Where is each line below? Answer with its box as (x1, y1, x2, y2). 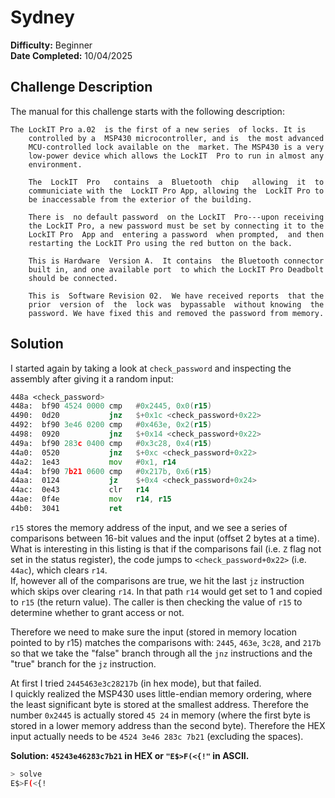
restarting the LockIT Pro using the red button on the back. (28, 238, 293, 248)
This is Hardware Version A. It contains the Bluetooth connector (28, 256, 325, 266)
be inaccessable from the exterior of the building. (28, 194, 253, 205)
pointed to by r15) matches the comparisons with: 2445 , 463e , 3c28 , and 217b (10, 636, 322, 648)
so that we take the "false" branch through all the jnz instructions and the (10, 647, 313, 659)
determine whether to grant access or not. (10, 606, 185, 618)
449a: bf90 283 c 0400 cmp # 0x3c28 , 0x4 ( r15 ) (10, 438, 213, 448)
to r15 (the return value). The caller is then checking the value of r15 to (10, 596, 303, 608)
